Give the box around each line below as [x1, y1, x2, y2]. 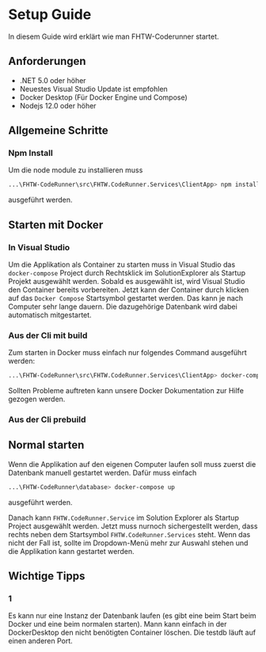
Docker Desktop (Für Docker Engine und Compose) [19, 93, 188, 102]
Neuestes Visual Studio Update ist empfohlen [19, 84, 168, 93]
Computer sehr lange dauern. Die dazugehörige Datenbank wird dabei [8, 302, 237, 311]
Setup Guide [8, 6, 92, 24]
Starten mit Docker [8, 218, 104, 231]
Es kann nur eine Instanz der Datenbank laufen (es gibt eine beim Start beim [8, 611, 256, 620]
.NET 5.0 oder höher [19, 75, 86, 85]
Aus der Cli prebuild [8, 414, 86, 425]
